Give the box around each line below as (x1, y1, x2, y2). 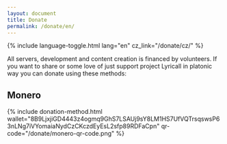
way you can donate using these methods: (7, 69, 127, 77)
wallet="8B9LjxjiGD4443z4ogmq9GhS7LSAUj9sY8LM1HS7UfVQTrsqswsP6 (7, 115, 220, 123)
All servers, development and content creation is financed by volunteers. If (7, 55, 217, 63)
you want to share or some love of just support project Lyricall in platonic (7, 62, 213, 71)
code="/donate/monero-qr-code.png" (7, 130, 115, 138)
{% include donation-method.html (7, 108, 103, 116)
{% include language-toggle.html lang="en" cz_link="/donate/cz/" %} (7, 42, 204, 50)
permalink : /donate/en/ (7, 23, 75, 29)
